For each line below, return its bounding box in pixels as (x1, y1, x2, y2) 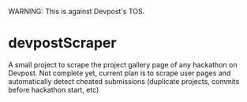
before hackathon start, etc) (8, 85, 99, 94)
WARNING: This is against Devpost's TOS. (8, 7, 145, 16)
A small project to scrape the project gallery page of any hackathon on (8, 60, 238, 69)
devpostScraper (8, 35, 117, 52)
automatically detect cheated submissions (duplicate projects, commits (8, 76, 240, 86)
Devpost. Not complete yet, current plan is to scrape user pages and (8, 68, 231, 78)
